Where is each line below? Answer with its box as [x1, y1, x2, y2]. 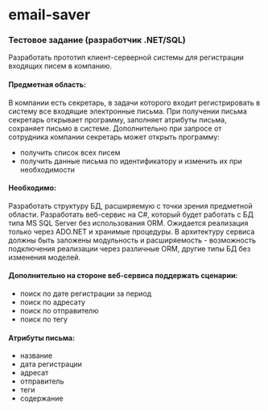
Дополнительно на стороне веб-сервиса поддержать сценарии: [8, 271, 238, 280]
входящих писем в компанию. [8, 61, 113, 71]
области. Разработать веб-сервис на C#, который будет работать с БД [8, 210, 254, 219]
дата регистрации [19, 359, 83, 369]
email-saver [8, 6, 91, 24]
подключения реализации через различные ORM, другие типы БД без [8, 243, 251, 253]
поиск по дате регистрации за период [19, 289, 152, 299]
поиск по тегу [19, 314, 68, 324]
